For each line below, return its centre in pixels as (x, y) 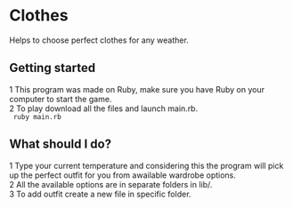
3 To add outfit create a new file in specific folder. (100, 194)
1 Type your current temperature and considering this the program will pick (146, 165)
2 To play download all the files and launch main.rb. (104, 108)
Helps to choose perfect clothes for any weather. (99, 40)
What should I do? (61, 144)
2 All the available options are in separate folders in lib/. (111, 184)
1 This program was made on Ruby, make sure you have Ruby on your (137, 89)
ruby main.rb (37, 116)
